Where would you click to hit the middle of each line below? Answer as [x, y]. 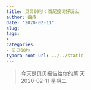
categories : [21, 45]
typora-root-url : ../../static [45, 56]
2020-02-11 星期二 [44, 81]
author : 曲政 [21, 17]
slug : [13, 28]
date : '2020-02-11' [30, 22]
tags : [13, 34]
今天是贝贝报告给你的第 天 [53, 73]
